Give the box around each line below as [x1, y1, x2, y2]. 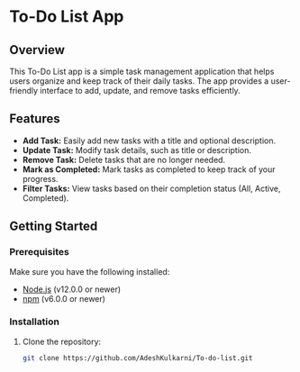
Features [9, 111, 60, 127]
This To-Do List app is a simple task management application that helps [9, 66, 275, 77]
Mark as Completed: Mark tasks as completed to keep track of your [22, 164, 277, 175]
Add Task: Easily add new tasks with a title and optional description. [22, 135, 277, 146]
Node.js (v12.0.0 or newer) [22, 284, 122, 295]
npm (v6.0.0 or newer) [22, 293, 106, 304]
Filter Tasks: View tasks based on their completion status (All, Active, [22, 183, 281, 194]
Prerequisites [9, 246, 69, 259]
